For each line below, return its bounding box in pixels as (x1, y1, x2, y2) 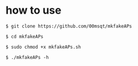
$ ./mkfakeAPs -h (5, 54, 49, 60)
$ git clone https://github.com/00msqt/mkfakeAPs (5, 23, 133, 29)
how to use (5, 4, 62, 17)
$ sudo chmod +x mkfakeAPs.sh (5, 44, 82, 50)
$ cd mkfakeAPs (5, 33, 44, 39)
